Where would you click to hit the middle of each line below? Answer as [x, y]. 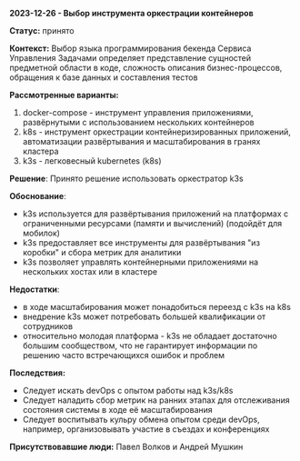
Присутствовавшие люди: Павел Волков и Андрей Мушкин [126, 446]
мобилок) [41, 233]
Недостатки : [35, 289]
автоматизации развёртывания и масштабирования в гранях [141, 141]
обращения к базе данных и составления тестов [104, 77]
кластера [40, 151]
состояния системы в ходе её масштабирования [118, 410]
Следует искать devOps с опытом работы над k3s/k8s [128, 391]
